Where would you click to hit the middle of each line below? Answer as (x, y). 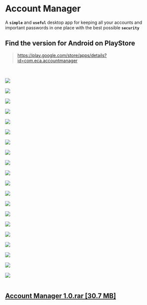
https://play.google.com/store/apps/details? (62, 55)
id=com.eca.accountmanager (47, 61)
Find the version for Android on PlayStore (70, 43)
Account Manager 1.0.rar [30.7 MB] (61, 296)
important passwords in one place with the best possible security (72, 27)
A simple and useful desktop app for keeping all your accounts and (74, 22)
